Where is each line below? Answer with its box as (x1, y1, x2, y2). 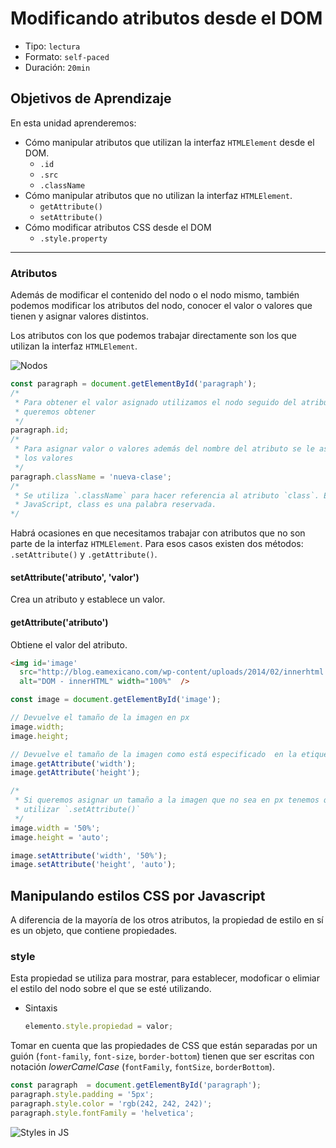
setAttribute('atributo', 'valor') (10, 571, 140, 583)
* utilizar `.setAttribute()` (14, 805, 141, 815)
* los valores (14, 453, 74, 464)
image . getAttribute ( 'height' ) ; (10, 768, 141, 778)
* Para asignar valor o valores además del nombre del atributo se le (14, 444, 315, 454)
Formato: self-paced (24, 50, 110, 62)
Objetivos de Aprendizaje (10, 90, 172, 107)
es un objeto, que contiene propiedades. (10, 925, 178, 937)
